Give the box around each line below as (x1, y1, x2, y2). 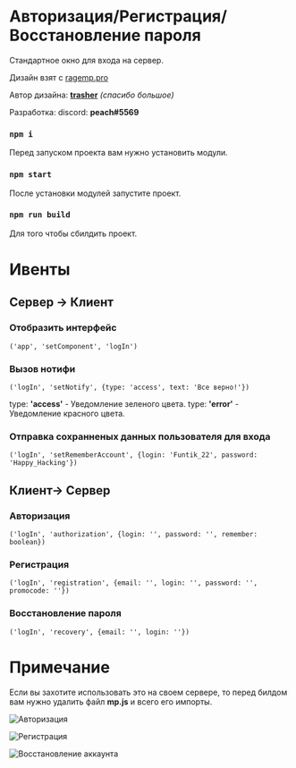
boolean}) (9, 537, 47, 546)
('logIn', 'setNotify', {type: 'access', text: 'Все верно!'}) (9, 383, 250, 392)
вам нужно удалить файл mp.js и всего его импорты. (9, 696, 213, 707)
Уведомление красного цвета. (9, 409, 125, 418)
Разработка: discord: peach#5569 (9, 106, 140, 117)
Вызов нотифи (9, 362, 76, 375)
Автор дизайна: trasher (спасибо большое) (9, 89, 174, 100)
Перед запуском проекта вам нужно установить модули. (9, 148, 228, 158)
